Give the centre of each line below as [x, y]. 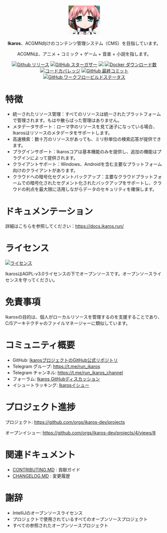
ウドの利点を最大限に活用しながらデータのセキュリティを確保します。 [85, 189]
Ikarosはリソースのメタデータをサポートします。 [62, 133]
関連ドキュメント [41, 455]
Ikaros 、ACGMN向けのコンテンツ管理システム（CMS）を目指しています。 [84, 44]
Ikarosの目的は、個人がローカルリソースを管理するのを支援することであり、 [84, 317]
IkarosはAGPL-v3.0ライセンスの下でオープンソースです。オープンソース [79, 274]
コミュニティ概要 [40, 345]
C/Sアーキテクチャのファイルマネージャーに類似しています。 [68, 323]
